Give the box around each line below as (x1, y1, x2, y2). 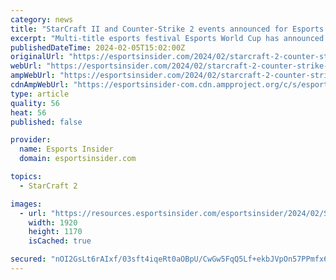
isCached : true (28, 236, 92, 246)
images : (10, 199, 43, 209)
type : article (10, 89, 70, 99)
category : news (10, 14, 74, 25)
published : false (10, 117, 83, 127)
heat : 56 (10, 107, 47, 118)
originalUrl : (10, 52, 65, 62)
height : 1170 (28, 227, 83, 237)
